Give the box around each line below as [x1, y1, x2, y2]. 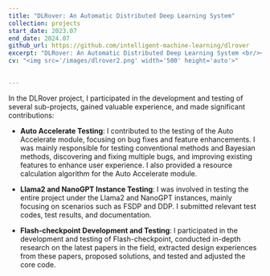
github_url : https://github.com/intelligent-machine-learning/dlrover [8, 42, 250, 50]
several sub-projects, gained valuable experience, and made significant [8, 101, 246, 111]
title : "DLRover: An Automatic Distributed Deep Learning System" [8, 11, 235, 20]
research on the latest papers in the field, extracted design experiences [19, 242, 257, 252]
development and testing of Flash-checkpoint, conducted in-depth [19, 234, 241, 244]
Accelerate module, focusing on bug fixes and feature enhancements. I [19, 134, 256, 144]
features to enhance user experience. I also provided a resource [19, 160, 233, 170]
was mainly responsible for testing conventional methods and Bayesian [19, 142, 256, 153]
